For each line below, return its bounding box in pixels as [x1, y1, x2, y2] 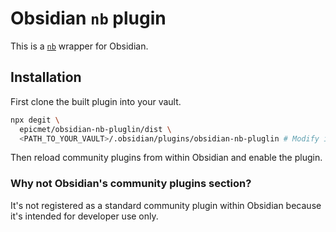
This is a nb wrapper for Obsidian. [10, 40, 149, 52]
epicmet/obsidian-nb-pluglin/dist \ [19, 124, 172, 134]
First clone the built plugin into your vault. [10, 95, 182, 107]
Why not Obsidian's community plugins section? [10, 177, 252, 191]
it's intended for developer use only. [10, 210, 159, 222]
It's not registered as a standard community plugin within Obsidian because [10, 199, 322, 211]
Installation [10, 69, 82, 86]
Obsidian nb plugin [10, 7, 167, 30]
